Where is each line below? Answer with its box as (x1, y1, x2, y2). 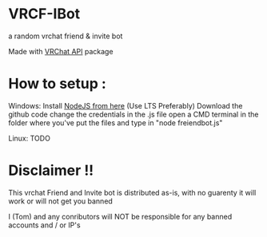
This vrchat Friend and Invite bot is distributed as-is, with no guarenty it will (8, 188, 257, 197)
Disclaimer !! (8, 161, 94, 180)
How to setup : (8, 75, 106, 93)
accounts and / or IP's (8, 220, 82, 230)
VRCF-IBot (8, 5, 81, 23)
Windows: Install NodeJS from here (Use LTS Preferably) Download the (8, 101, 243, 110)
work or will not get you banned (8, 196, 114, 206)
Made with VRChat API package (8, 46, 114, 56)
